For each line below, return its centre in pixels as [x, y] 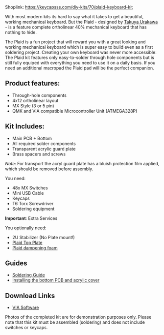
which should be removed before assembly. [49, 169]
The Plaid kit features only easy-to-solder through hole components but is [80, 58]
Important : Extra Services [31, 218]
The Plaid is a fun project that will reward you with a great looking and [75, 42]
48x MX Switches [30, 188]
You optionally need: [26, 228]
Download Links [30, 295]
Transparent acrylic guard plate [44, 149]
